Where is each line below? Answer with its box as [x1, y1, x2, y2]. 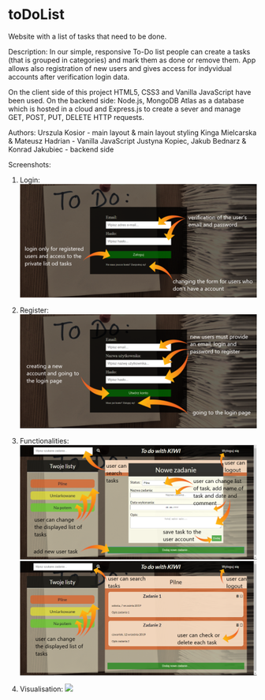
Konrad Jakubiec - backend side [8, 144, 114, 154]
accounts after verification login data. [8, 72, 130, 81]
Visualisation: [19, 684, 64, 694]
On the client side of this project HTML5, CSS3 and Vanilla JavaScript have [8, 87, 252, 96]
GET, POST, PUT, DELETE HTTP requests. [8, 112, 144, 122]
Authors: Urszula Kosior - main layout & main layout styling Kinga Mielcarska [8, 128, 257, 137]
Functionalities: [19, 436, 69, 446]
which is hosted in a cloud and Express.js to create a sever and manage [8, 104, 241, 114]
